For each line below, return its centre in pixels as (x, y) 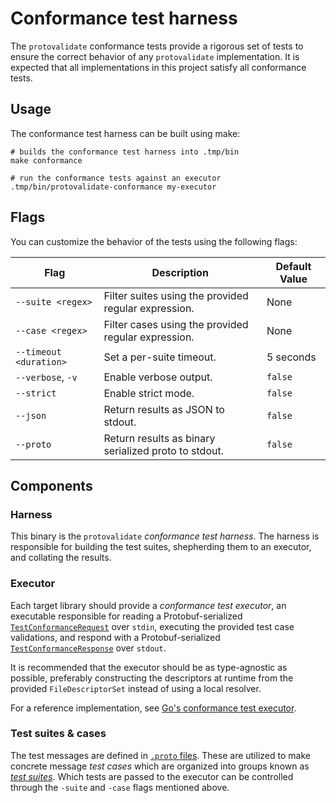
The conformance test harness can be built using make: (125, 133)
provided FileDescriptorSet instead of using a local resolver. (136, 688)
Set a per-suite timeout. (160, 357)
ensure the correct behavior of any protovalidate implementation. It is (155, 56)
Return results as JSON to (164, 409)
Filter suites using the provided (176, 295)
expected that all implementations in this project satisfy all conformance (158, 67)
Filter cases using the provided (176, 324)
